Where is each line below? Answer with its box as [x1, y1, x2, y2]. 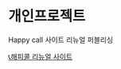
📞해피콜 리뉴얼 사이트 [8, 52, 73, 61]
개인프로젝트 [8, 7, 86, 25]
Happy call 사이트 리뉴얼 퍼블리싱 [8, 35, 114, 44]
